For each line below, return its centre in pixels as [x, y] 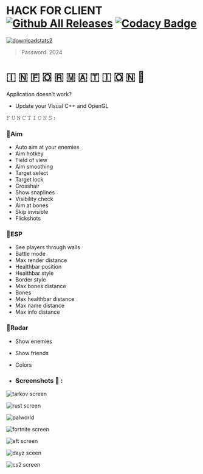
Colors [23, 365]
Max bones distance [40, 286]
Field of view [31, 160]
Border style [31, 280]
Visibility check [34, 199]
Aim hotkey [29, 154]
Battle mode [30, 254]
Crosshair [27, 186]
